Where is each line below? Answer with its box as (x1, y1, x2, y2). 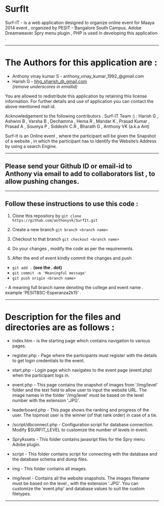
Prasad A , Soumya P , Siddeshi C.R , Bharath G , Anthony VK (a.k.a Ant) (5, 123, 150, 129)
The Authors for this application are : (5, 57, 158, 68)
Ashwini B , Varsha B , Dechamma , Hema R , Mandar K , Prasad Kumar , (5, 118, 150, 124)
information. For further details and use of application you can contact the (5, 98, 154, 104)
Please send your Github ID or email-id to (5, 162, 133, 170)
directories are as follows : (5, 322, 115, 333)
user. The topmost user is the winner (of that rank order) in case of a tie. (12, 412, 158, 418)
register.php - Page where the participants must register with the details (12, 353, 157, 359)
